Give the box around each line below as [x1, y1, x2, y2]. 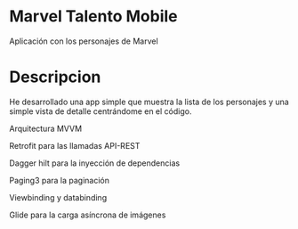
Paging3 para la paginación [9, 175, 109, 185]
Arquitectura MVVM [9, 123, 83, 134]
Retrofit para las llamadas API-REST [9, 140, 141, 151]
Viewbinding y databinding [9, 192, 108, 202]
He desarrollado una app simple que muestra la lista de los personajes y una [9, 96, 289, 107]
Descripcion [9, 67, 101, 87]
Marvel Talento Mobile [9, 6, 178, 27]
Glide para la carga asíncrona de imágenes [9, 209, 166, 220]
